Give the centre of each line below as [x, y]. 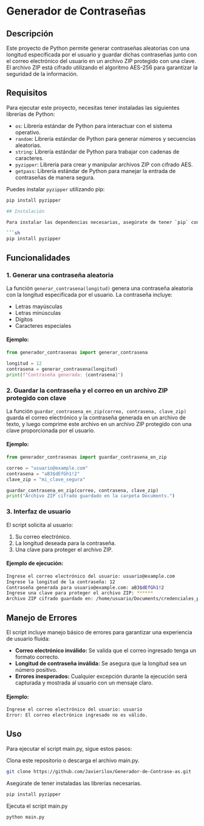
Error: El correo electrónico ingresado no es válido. [77, 715]
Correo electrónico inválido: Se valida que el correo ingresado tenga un [106, 651]
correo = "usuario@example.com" [47, 468]
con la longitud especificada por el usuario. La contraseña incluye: [90, 294]
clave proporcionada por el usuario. [51, 430]
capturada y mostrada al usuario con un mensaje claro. [84, 683]
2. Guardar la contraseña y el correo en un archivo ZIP [87, 390]
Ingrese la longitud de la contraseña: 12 [61, 582]
